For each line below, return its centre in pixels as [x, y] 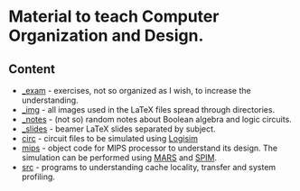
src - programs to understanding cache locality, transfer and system [149, 167]
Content [32, 69]
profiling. [38, 177]
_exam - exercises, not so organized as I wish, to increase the [136, 91]
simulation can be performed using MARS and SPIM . [119, 158]
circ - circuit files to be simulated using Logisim [109, 138]
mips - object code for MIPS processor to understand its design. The [150, 148]
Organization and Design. [106, 36]
